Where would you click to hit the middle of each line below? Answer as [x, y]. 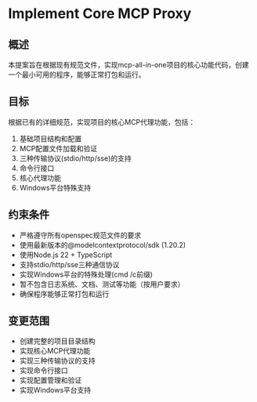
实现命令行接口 [43, 371]
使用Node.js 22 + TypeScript [66, 255]
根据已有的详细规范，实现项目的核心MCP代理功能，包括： [102, 121]
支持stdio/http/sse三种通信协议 [69, 264]
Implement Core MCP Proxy [100, 14]
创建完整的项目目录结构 [57, 341]
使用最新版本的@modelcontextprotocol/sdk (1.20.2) [103, 244]
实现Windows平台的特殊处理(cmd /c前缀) [86, 274]
